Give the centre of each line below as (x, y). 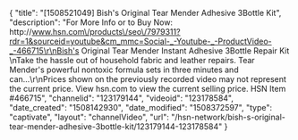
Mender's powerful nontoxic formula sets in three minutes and (124, 70)
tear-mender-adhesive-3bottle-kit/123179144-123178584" (116, 127)
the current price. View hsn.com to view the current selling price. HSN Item (148, 89)
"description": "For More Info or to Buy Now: (91, 22)
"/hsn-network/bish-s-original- (229, 117)
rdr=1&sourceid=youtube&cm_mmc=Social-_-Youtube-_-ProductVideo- (140, 41)
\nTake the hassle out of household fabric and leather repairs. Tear (132, 60)
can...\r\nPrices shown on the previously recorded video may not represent (148, 79)
